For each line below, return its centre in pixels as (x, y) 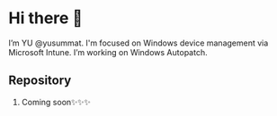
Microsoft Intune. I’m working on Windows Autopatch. (108, 52)
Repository (40, 81)
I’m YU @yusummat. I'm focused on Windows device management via (138, 43)
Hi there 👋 (45, 18)
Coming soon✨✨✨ (56, 102)
